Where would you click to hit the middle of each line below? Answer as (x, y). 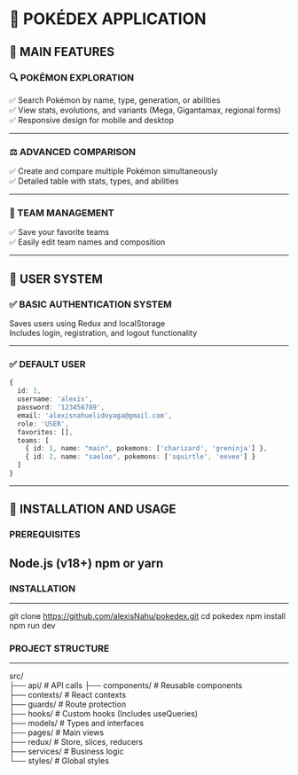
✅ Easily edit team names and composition (87, 242)
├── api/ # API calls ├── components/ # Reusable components (126, 685)
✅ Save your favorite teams (59, 232)
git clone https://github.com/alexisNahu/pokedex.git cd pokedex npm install (148, 615)
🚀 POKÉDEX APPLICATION (108, 19)
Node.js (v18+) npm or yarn (86, 563)
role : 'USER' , (43, 424)
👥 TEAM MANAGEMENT (62, 213)
